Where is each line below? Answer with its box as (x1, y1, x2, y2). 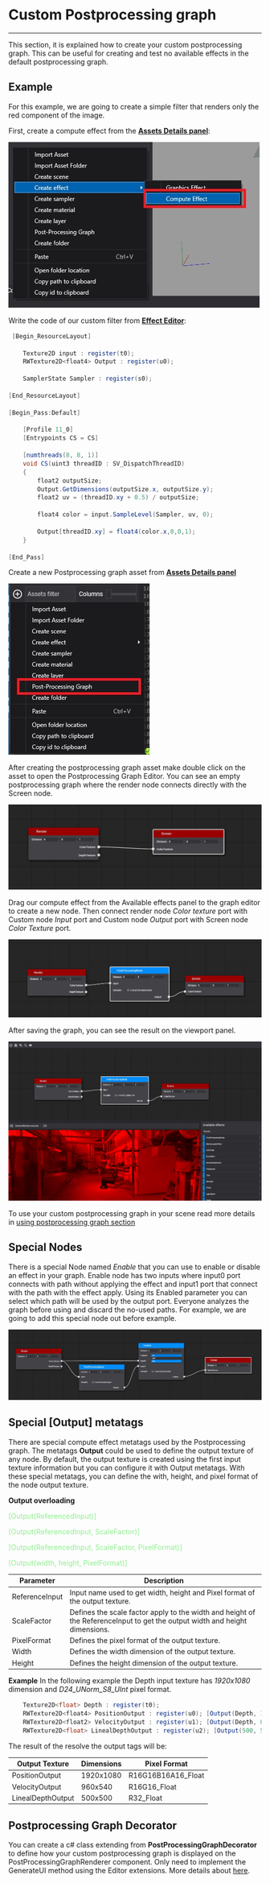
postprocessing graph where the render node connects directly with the (8, 780, 247, 790)
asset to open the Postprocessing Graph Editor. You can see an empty (8, 772, 241, 781)
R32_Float (128, 1793, 162, 1802)
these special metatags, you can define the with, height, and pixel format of (8, 1471, 259, 1481)
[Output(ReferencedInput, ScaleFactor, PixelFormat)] (8, 1542, 182, 1552)
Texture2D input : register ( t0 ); (22, 349, 135, 358)
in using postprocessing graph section (8, 1218, 136, 1227)
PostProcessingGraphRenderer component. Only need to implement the (8, 1857, 247, 1867)
